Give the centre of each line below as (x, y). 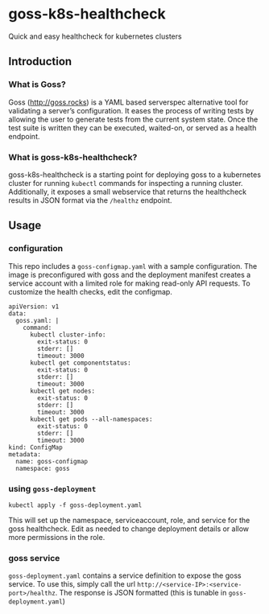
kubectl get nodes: (62, 391)
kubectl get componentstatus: (80, 363)
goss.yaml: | (37, 320)
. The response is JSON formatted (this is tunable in (141, 593)
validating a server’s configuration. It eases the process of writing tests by (131, 110)
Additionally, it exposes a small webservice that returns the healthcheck (128, 192)
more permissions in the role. (57, 537)
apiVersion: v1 (34, 307)
